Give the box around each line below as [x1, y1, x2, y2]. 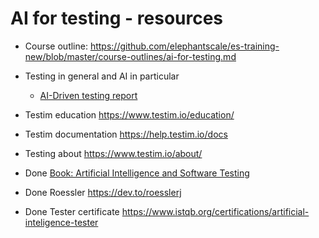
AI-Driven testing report [39, 89, 138, 101]
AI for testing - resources [10, 7, 224, 30]
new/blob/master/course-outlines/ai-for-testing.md [24, 50, 237, 62]
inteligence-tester [24, 216, 99, 228]
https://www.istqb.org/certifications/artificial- [121, 205, 310, 217]
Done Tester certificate [24, 205, 120, 217]
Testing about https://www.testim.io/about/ [24, 147, 203, 159]
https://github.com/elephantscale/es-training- [89, 40, 280, 52]
